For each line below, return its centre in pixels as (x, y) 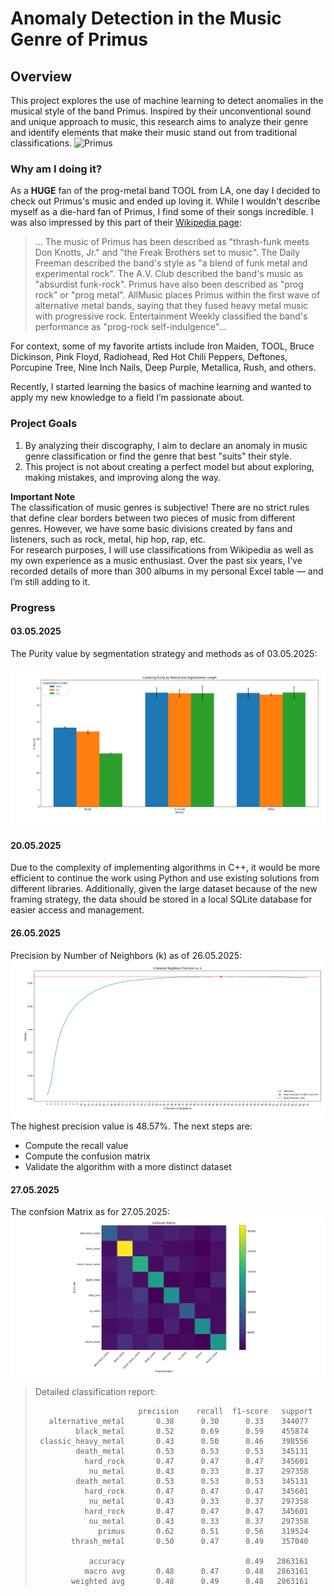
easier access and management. (77, 910)
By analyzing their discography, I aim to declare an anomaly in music (166, 445)
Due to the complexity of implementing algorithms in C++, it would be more (165, 868)
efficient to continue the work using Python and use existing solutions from (165, 878)
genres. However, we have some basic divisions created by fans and (151, 528)
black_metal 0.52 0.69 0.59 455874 (192, 1431)
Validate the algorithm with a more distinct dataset (128, 1167)
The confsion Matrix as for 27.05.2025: (90, 1212)
